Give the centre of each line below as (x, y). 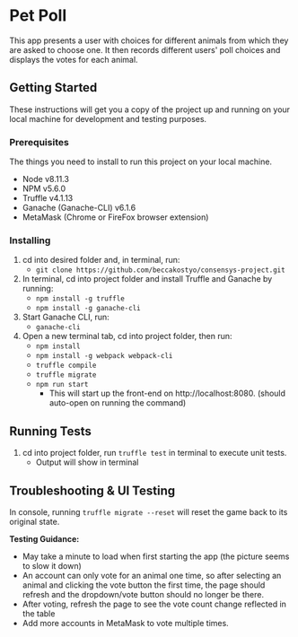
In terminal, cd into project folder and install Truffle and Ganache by (147, 279)
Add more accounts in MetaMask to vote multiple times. (125, 623)
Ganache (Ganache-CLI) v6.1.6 (79, 208)
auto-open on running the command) (118, 403)
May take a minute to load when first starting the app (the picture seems (156, 556)
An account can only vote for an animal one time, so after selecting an (152, 575)
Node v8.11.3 (46, 179)
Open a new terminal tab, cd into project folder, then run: (127, 336)
